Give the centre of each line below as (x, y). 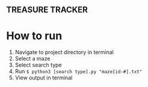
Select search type (38, 65)
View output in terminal (44, 78)
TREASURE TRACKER (47, 10)
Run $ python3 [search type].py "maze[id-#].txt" (79, 71)
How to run (34, 36)
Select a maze (32, 59)
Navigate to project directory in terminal (64, 52)
